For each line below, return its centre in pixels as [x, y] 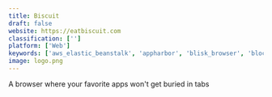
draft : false [30, 23]
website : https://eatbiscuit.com [65, 31]
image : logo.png [36, 61]
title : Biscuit [34, 16]
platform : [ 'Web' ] [39, 46]
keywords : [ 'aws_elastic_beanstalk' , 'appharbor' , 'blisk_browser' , [126, 53]
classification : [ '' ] [45, 38]
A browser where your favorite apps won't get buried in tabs [109, 84]
